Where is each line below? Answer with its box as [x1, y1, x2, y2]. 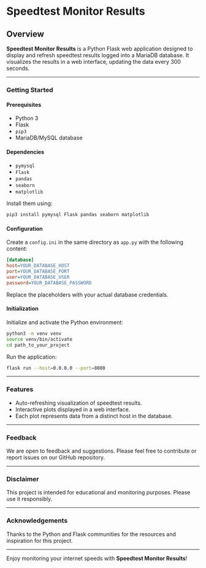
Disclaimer [6, 475, 39, 483]
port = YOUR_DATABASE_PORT [6, 268, 70, 274]
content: [6, 245, 28, 252]
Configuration [6, 225, 43, 232]
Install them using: [6, 200, 53, 207]
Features [6, 385, 34, 394]
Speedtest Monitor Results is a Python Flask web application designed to [6, 45, 193, 52]
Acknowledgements [6, 516, 68, 525]
